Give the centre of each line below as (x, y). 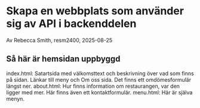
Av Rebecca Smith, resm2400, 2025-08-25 (59, 40)
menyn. (16, 98)
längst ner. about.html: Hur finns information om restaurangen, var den (93, 86)
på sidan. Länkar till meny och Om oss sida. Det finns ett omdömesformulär (99, 79)
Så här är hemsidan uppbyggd (63, 59)
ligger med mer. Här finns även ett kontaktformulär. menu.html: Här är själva (99, 92)
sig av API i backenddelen (71, 24)
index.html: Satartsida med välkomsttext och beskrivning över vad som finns (100, 73)
